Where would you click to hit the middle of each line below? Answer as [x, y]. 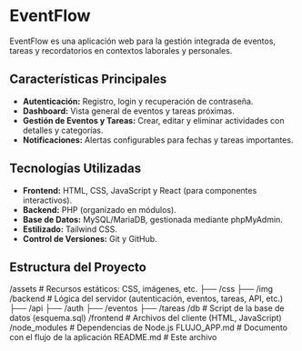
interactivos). [47, 200]
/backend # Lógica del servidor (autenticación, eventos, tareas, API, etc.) [146, 299]
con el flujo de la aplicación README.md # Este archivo [113, 337]
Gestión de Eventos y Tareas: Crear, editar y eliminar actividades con [153, 120]
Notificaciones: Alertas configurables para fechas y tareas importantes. [158, 140]
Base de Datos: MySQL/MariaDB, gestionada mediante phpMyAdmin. [153, 219]
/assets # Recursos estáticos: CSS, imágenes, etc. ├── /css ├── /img [141, 289]
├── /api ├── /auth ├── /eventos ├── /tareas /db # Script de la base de [147, 308]
